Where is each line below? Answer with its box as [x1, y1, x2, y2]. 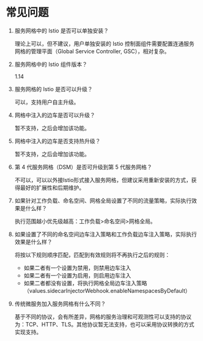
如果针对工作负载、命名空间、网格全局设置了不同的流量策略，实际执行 [14, 197, 192, 204]
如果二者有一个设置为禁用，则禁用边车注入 [23, 264, 131, 271]
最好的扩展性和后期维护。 [20, 184, 85, 191]
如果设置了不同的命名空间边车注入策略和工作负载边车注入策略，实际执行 [14, 230, 197, 238]
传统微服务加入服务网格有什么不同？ [14, 300, 106, 307]
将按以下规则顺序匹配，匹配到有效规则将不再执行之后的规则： [14, 251, 171, 258]
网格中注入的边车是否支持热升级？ [14, 137, 101, 144]
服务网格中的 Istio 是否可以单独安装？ [14, 27, 109, 34]
